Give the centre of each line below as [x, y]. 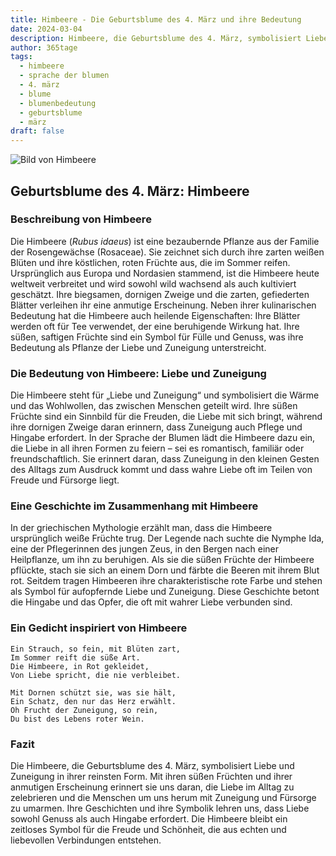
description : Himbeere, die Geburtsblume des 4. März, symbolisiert [156, 38]
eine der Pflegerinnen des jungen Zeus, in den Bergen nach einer [145, 549]
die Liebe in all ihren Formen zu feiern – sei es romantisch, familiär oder [157, 448]
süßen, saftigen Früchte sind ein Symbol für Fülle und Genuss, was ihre [157, 337]
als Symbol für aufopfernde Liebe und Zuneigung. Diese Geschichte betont [165, 592]
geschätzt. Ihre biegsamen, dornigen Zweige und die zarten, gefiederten [160, 294]
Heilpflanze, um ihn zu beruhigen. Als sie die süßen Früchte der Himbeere [162, 560]
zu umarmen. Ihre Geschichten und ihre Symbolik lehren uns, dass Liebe [160, 808]
